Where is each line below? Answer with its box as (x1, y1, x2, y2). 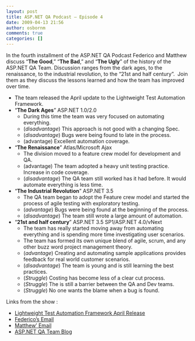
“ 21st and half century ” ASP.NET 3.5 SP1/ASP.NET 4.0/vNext (14, 219, 162, 225)
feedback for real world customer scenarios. (23, 256, 130, 263)
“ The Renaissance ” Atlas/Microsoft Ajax (14, 144, 112, 151)
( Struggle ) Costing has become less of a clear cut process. (23, 274, 165, 281)
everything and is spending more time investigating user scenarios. (23, 231, 185, 237)
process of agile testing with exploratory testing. (23, 200, 140, 206)
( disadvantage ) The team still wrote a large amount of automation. (23, 212, 183, 219)
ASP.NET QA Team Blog (14, 328, 72, 335)
